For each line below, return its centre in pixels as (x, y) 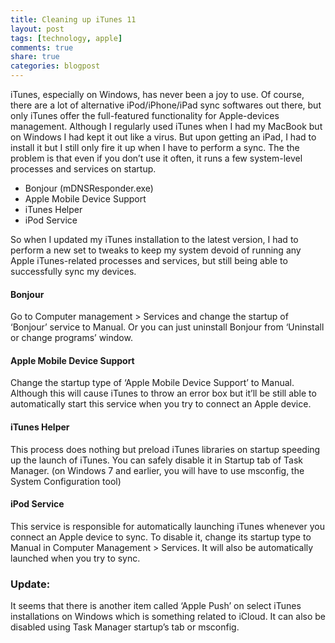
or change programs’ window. (71, 338)
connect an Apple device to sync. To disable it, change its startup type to (161, 537)
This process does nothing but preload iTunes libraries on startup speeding (165, 449)
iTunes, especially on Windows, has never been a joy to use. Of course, (157, 94)
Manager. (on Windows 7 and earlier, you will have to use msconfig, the (157, 470)
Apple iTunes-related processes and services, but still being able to (149, 260)
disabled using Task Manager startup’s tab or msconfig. (125, 627)
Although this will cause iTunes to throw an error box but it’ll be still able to (163, 393)
